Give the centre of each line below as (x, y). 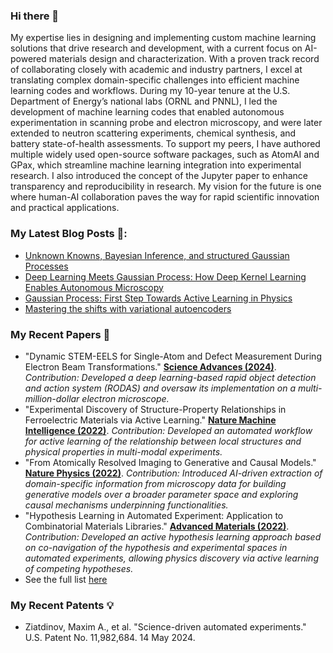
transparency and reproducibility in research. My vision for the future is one (166, 186)
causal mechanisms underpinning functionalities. (126, 505)
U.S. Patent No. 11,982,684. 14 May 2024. (110, 638)
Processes (46, 266)
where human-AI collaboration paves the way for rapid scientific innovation (165, 197)
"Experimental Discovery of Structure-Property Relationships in (155, 409)
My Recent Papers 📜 (60, 334)
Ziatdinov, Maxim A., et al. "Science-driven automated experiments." (165, 627)
